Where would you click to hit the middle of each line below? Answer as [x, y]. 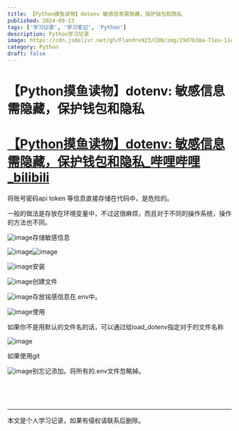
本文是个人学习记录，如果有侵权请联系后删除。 [76, 420]
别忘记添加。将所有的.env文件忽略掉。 [89, 371]
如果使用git [24, 356]
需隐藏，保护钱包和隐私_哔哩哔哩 [104, 162]
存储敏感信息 [51, 237]
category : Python [33, 47]
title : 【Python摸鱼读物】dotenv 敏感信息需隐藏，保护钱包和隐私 [95, 14]
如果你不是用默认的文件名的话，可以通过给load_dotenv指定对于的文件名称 [116, 327]
